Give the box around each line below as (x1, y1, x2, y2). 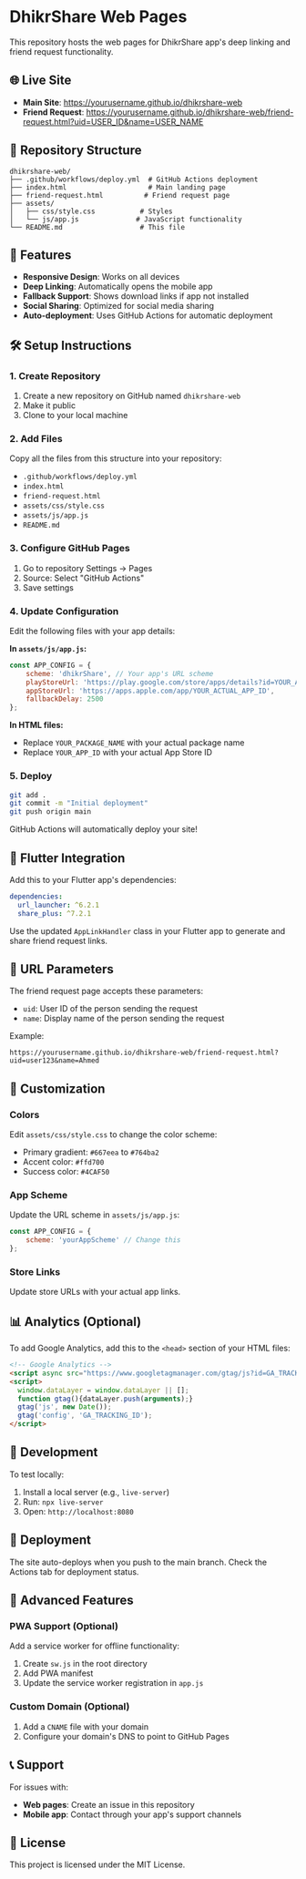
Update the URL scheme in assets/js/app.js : (9, 1209, 180, 1220)
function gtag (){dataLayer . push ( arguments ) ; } (17, 1394, 194, 1403)
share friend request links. (9, 935, 107, 946)
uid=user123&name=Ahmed (9, 1056, 100, 1065)
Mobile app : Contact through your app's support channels (22, 1809, 242, 1820)
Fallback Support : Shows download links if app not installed (22, 291, 250, 302)
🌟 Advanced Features (9, 1593, 134, 1608)
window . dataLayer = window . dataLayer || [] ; (17, 1385, 189, 1395)
